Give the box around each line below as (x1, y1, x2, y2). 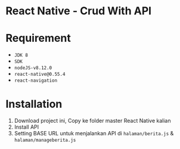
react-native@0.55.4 (14, 72, 66, 77)
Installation (5, 97, 63, 111)
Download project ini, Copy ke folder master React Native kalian (14, 117, 171, 125)
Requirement (5, 32, 71, 45)
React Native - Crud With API (5, 4, 152, 18)
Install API (14, 123, 39, 131)
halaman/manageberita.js (14, 137, 76, 144)
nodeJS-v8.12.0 (14, 65, 52, 71)
